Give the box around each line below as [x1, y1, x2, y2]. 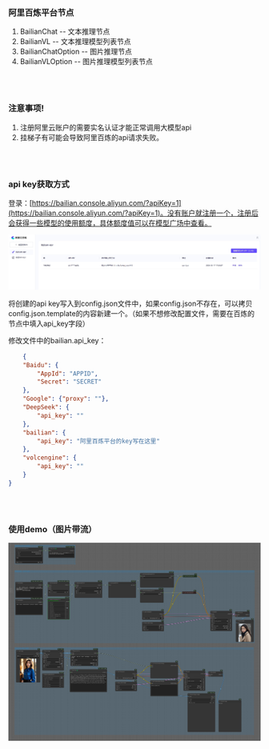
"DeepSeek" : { [22, 403, 70, 411]
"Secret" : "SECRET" [37, 378, 102, 386]
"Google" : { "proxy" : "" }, [22, 395, 110, 403]
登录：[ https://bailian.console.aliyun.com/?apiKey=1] [8, 198, 182, 207]
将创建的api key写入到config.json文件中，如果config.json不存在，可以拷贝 [8, 298, 253, 308]
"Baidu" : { [22, 361, 59, 369]
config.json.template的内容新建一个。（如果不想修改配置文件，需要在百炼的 [8, 308, 255, 318]
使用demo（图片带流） [8, 523, 97, 535]
